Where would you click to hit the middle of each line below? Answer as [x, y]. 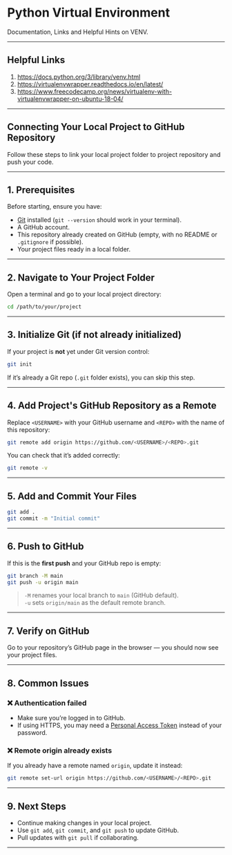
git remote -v [28, 468]
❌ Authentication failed [47, 703]
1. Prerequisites [41, 190]
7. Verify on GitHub [48, 631]
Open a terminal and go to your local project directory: [85, 294]
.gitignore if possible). [50, 242]
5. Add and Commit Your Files [72, 496]
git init [20, 364]
